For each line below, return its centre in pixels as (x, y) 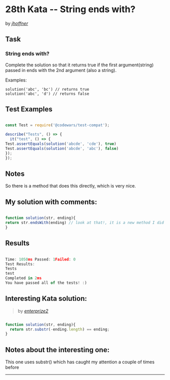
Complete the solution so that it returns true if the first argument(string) (79, 65)
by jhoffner (17, 23)
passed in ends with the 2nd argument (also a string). (61, 70)
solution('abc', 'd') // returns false (47, 94)
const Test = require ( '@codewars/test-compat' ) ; (57, 125)
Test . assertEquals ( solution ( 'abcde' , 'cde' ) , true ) (61, 144)
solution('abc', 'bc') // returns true (47, 89)
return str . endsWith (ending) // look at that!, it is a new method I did (85, 223)
